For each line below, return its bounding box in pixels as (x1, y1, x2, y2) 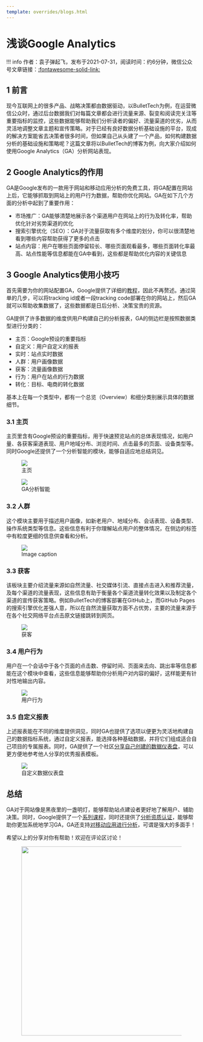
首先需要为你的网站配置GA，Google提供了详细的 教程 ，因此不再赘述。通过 (6, 287, 191, 294)
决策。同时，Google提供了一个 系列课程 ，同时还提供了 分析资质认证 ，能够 (6, 814, 188, 821)
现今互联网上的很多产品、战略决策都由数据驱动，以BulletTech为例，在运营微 (6, 102, 196, 110)
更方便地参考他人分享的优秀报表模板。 (6, 750, 101, 757)
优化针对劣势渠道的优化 (14, 220, 74, 227)
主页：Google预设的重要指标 (14, 335, 86, 342)
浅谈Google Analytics (6, 37, 116, 50)
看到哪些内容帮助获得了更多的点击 (14, 235, 100, 242)
